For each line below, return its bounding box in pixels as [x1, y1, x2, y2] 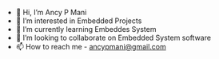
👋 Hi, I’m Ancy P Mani [15, 8, 87, 17]
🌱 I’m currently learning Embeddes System [15, 25, 157, 33]
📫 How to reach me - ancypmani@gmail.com [15, 42, 166, 51]
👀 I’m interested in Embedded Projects [15, 16, 142, 26]
